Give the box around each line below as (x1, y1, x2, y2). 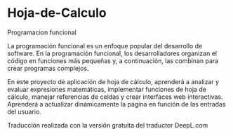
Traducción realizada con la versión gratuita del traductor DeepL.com (7, 121, 208, 129)
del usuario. (7, 107, 42, 116)
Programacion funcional (7, 28, 77, 36)
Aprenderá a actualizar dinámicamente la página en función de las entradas (7, 100, 226, 108)
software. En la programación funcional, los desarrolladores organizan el (7, 49, 218, 57)
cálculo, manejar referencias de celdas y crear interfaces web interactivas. (7, 93, 223, 101)
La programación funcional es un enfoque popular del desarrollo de (7, 41, 203, 50)
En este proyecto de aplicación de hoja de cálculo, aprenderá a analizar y (7, 77, 220, 86)
